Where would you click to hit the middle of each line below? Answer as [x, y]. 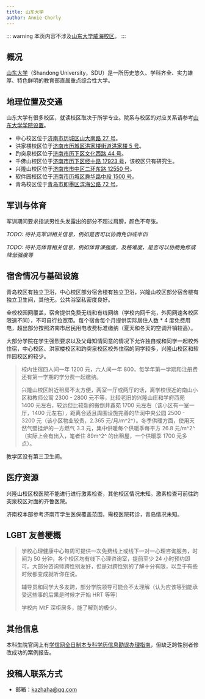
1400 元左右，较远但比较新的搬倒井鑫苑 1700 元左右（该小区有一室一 [108, 405]
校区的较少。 [33, 356]
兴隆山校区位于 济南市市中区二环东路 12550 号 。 [75, 169]
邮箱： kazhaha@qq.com [46, 690]
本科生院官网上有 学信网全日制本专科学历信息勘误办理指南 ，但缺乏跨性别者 [100, 645]
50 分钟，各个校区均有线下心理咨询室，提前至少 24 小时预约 [109, 559]
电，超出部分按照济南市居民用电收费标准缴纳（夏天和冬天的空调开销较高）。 [101, 327]
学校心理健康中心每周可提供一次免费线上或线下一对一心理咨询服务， [107, 551]
